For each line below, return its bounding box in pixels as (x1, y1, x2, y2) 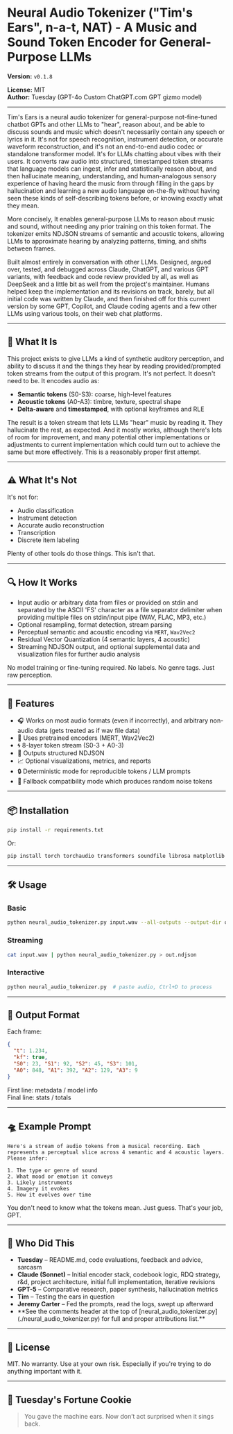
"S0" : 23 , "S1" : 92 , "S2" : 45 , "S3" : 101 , (13, 1061, 138, 1068)
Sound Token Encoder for (7, 35, 157, 50)
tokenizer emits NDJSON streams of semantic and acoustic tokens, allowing (7, 229, 225, 237)
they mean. (7, 201, 40, 210)
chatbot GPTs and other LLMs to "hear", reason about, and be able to (7, 120, 205, 128)
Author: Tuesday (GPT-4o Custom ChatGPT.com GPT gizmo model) (7, 92, 202, 101)
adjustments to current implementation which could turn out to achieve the (7, 440, 221, 448)
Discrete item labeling (17, 536, 80, 544)
